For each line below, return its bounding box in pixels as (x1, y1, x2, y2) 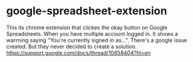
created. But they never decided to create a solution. (6, 43, 137, 50)
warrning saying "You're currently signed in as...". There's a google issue (6, 36, 188, 44)
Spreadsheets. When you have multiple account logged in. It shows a (6, 30, 179, 37)
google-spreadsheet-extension (6, 4, 168, 18)
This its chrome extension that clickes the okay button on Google (6, 24, 168, 31)
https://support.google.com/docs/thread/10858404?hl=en (6, 49, 151, 56)
